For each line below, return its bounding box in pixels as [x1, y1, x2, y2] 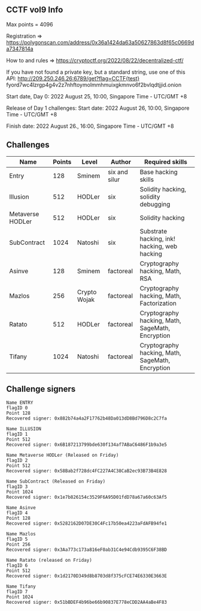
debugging [139, 200, 170, 208]
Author [110, 157, 132, 166]
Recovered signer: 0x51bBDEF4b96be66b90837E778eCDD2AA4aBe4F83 [6, 600, 167, 606]
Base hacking [139, 167, 178, 176]
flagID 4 [6, 510, 28, 516]
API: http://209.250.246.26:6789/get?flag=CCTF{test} [6, 74, 140, 82]
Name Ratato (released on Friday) [6, 558, 93, 564]
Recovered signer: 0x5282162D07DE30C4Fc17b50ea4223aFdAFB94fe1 [6, 520, 167, 527]
